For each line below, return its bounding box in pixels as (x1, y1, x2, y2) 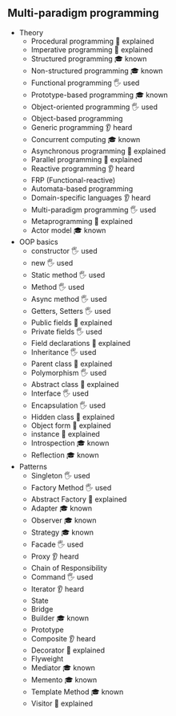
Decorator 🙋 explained (30, 645, 106, 655)
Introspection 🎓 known (30, 437, 110, 448)
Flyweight (30, 653, 64, 663)
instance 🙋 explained (30, 429, 101, 438)
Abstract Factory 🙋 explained (30, 494, 127, 504)
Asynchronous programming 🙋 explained (30, 146, 166, 156)
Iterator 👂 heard (30, 584, 85, 593)
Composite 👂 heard (30, 633, 96, 643)
